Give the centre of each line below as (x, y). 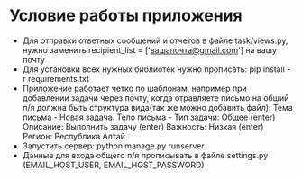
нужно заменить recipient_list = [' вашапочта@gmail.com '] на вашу (150, 49)
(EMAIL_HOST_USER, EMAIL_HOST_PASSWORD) (113, 165)
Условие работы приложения (126, 16)
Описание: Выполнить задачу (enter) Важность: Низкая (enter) (143, 126)
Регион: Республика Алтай (74, 136)
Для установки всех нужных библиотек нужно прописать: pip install (154, 69)
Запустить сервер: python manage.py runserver (113, 146)
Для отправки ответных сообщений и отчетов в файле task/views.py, (155, 40)
